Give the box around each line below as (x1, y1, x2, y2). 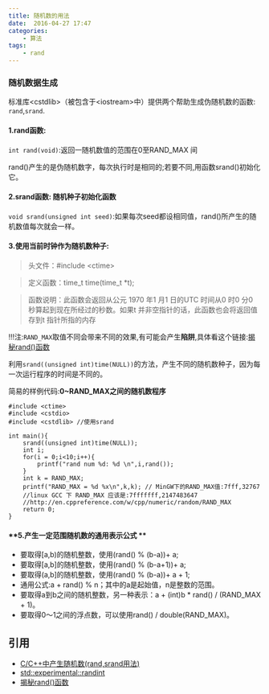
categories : (8, 27, 48, 35)
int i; (22, 446, 45, 454)
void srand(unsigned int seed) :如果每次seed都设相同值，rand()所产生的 (8, 211, 251, 221)
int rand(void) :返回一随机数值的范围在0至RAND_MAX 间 (8, 145, 198, 154)
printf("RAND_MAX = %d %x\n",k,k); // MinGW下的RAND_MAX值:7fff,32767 (22, 483, 260, 491)
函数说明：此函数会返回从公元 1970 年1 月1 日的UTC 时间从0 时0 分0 (27, 294, 254, 304)
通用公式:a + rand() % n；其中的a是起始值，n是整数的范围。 (19, 580, 219, 589)
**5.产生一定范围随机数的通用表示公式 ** (8, 530, 147, 540)
